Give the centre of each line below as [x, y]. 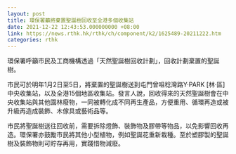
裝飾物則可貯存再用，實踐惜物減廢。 [72, 143]
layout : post [26, 14]
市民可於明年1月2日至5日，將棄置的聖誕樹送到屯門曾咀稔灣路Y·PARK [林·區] [116, 84]
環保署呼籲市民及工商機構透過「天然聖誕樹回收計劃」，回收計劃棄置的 [107, 61]
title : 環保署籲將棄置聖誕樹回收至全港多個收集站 [71, 20]
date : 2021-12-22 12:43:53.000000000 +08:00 [73, 27]
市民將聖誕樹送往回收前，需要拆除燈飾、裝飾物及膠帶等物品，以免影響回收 [115, 126]
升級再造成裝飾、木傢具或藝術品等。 [60, 111]
